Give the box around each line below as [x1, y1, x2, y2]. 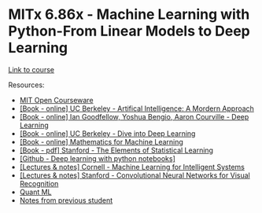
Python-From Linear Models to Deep [8, 22, 250, 40]
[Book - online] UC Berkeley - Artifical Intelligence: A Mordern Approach [19, 104, 254, 113]
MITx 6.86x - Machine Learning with [8, 6, 250, 24]
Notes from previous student [19, 195, 113, 205]
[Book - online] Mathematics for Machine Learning [19, 137, 183, 146]
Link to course [8, 64, 55, 74]
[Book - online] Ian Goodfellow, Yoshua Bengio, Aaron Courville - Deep [19, 112, 249, 121]
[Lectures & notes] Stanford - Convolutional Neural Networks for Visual [19, 171, 250, 180]
